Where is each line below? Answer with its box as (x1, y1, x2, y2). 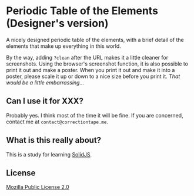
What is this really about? (6, 135, 102, 145)
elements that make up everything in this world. (6, 43, 122, 50)
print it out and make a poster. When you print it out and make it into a (6, 66, 175, 73)
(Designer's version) (6, 17, 109, 30)
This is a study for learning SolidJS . (6, 151, 92, 158)
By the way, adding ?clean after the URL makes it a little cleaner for (6, 54, 169, 61)
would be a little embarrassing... (6, 79, 85, 86)
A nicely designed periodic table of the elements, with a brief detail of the (6, 36, 184, 43)
